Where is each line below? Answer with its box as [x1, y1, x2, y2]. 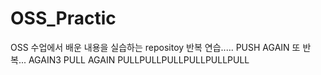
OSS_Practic [10, 7, 117, 30]
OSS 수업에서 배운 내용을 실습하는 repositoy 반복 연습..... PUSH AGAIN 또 [10, 41, 301, 53]
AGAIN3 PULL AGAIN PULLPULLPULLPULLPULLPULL [28, 53, 250, 66]
